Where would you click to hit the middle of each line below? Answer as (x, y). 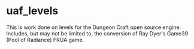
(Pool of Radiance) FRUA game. (45, 40)
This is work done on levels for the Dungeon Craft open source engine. (94, 27)
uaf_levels (32, 11)
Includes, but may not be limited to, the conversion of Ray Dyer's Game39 (97, 33)
